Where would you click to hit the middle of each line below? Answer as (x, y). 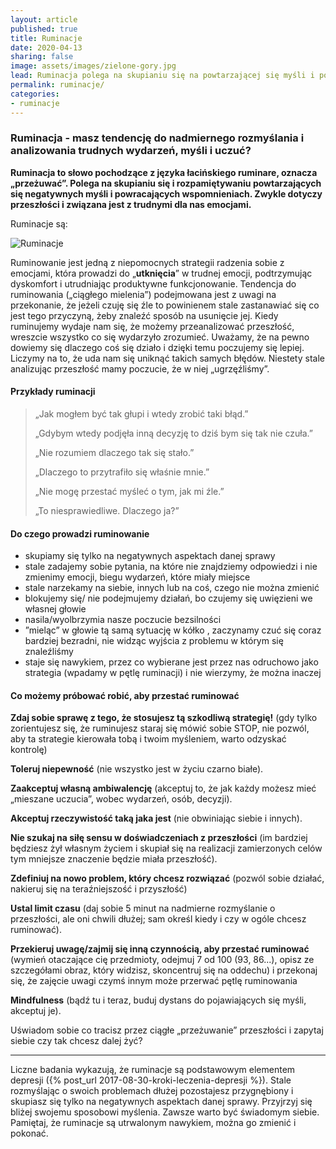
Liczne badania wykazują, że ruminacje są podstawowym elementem (153, 1070)
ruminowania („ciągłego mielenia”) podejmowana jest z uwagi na (143, 294)
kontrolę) (29, 750)
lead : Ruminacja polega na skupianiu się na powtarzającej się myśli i (162, 76)
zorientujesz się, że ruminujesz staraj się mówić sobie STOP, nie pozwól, (160, 728)
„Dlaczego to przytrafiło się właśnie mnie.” (122, 472)
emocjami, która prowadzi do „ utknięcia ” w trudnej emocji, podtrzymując (161, 273)
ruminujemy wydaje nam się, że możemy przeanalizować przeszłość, (152, 326)
